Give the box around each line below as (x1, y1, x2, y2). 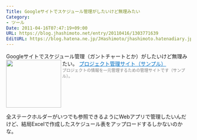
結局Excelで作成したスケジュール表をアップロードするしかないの (21, 121, 178, 127)
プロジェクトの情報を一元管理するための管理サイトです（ (62, 68, 174, 74)
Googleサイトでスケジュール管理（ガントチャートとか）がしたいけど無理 (6, 53, 183, 59)
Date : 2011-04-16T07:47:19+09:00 (6, 25, 88, 31)
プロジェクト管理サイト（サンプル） (79, 60, 167, 67)
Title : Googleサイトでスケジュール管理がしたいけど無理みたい (6, 8, 141, 15)
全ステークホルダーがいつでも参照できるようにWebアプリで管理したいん (6, 113, 182, 120)
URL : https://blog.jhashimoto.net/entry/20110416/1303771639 (6, 31, 159, 36)
